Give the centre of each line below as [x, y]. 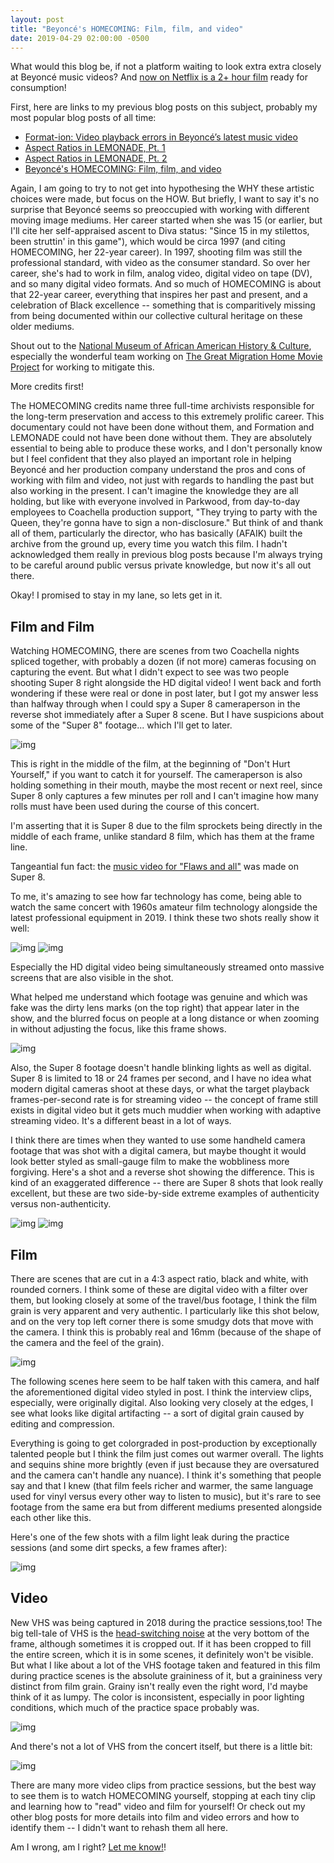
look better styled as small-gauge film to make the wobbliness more [150, 1162]
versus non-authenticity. [61, 1204]
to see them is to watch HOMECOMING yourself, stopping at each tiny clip [163, 1795]
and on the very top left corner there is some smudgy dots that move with [162, 1321]
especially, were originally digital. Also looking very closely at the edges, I [162, 1402]
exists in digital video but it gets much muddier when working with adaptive [166, 1110]
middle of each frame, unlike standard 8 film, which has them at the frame [162, 837]
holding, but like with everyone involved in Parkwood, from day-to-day [155, 502]
